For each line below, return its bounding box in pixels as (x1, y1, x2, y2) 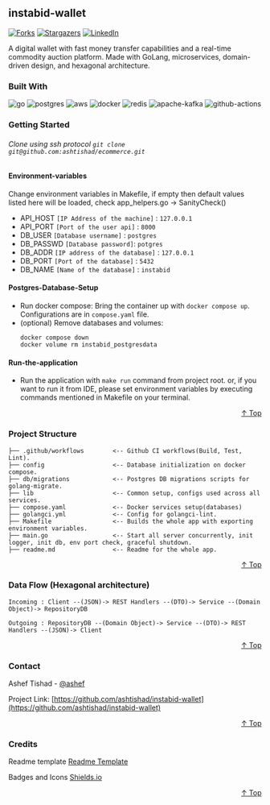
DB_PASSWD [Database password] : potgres (19, 239, 163, 248)
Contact (8, 660, 41, 671)
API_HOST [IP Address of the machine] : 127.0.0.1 (19, 213, 193, 222)
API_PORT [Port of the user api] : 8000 (19, 222, 156, 231)
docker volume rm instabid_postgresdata (19, 341, 157, 349)
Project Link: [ (8, 695, 55, 704)
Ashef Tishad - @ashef (8, 678, 85, 688)
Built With (8, 81, 48, 92)
